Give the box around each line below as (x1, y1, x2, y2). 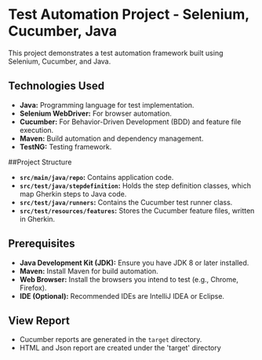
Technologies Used (8, 79, 104, 93)
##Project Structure (8, 157, 72, 167)
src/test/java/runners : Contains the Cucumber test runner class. (19, 197, 233, 207)
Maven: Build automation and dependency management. (19, 134, 204, 143)
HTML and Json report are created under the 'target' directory (19, 343, 221, 353)
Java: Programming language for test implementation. (19, 100, 195, 109)
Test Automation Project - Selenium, (8, 6, 249, 24)
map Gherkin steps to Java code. (19, 189, 127, 198)
